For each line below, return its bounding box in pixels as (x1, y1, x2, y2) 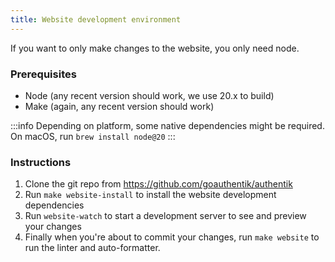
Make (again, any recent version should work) (24, 100, 215, 112)
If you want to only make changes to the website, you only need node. (10, 42, 300, 54)
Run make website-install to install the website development (24, 189, 277, 201)
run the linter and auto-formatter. (24, 242, 161, 254)
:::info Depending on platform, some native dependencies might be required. (10, 119, 325, 131)
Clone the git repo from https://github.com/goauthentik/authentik (24, 178, 293, 190)
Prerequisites (10, 67, 77, 81)
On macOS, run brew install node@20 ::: (10, 130, 176, 142)
